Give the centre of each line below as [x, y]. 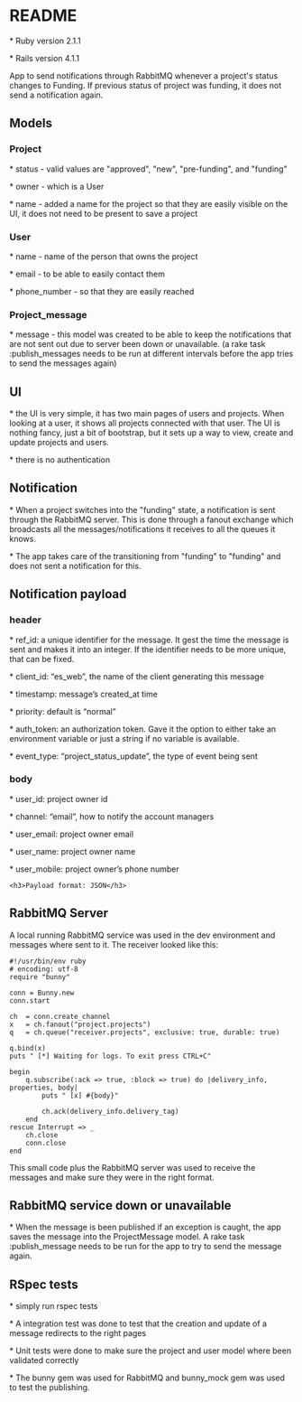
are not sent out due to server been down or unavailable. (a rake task [137, 344]
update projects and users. [59, 443]
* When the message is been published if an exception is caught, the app [145, 1227]
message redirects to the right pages [78, 1333]
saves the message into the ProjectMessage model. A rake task [127, 1237]
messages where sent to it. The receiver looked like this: [114, 944]
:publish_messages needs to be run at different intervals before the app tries [151, 354]
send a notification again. [56, 95]
